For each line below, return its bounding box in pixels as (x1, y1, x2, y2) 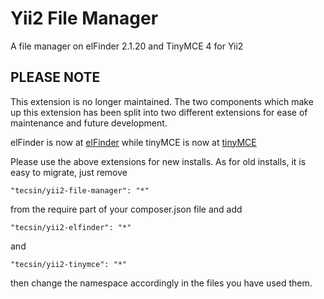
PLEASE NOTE (10, 69, 101, 86)
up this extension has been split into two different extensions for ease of (10, 106, 308, 118)
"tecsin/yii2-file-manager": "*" (10, 185, 150, 196)
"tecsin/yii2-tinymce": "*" (10, 259, 128, 269)
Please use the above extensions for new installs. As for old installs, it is (10, 155, 307, 167)
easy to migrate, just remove (10, 166, 128, 178)
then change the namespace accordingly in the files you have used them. (10, 277, 313, 289)
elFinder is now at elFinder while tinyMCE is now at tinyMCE (10, 136, 257, 148)
